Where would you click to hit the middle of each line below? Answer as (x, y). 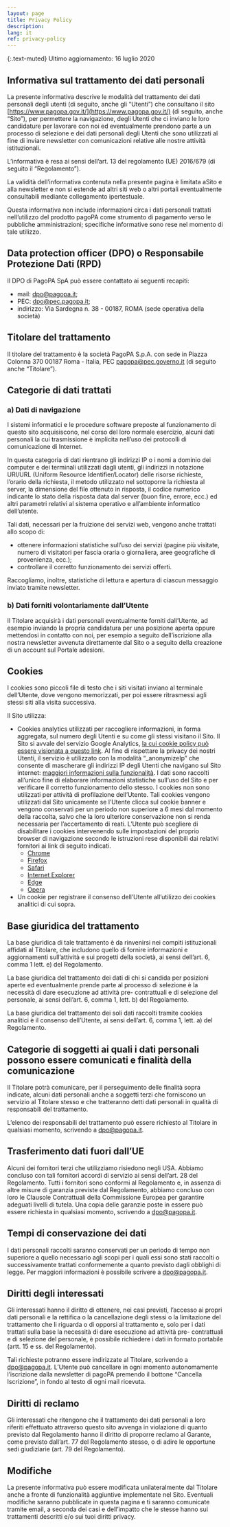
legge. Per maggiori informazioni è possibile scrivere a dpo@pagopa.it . (107, 1272)
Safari (36, 868)
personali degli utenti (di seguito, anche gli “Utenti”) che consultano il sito (111, 104)
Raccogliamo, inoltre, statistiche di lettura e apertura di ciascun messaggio (113, 580)
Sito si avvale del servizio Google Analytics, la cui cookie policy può (113, 744)
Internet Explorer (51, 875)
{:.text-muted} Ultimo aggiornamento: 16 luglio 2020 (81, 58)
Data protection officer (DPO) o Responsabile (105, 253)
